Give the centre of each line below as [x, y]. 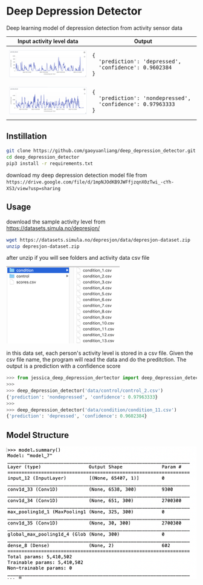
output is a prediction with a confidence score [63, 366]
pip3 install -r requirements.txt [50, 164]
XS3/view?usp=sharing [34, 188]
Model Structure [38, 435]
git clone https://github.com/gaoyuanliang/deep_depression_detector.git [101, 151]
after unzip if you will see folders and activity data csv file [78, 258]
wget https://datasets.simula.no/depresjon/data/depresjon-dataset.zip [98, 240]
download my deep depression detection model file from [77, 175]
